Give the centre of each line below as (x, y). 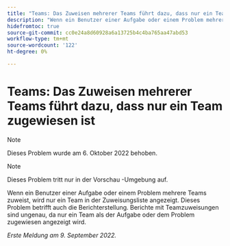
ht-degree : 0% (27, 52)
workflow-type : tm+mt (38, 39)
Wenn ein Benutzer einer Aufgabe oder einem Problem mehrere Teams (107, 193)
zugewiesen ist (51, 121)
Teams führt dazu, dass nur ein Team (115, 106)
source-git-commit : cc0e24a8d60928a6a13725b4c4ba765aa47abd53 (98, 33)
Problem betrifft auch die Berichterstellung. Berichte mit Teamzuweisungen (113, 207)
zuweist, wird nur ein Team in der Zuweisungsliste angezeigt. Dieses (104, 200)
